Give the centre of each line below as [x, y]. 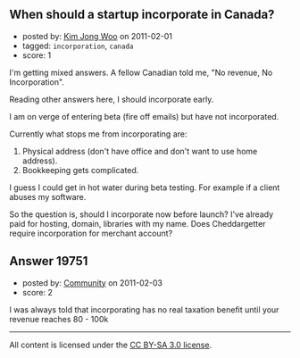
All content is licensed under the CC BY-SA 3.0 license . [111, 345]
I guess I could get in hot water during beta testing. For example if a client [145, 187]
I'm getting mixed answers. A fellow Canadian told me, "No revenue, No [141, 72]
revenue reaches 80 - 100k [59, 319]
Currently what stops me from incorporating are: [98, 134]
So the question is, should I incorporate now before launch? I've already [142, 214]
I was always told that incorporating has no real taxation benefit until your [144, 309]
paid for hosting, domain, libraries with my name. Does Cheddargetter [137, 223]
